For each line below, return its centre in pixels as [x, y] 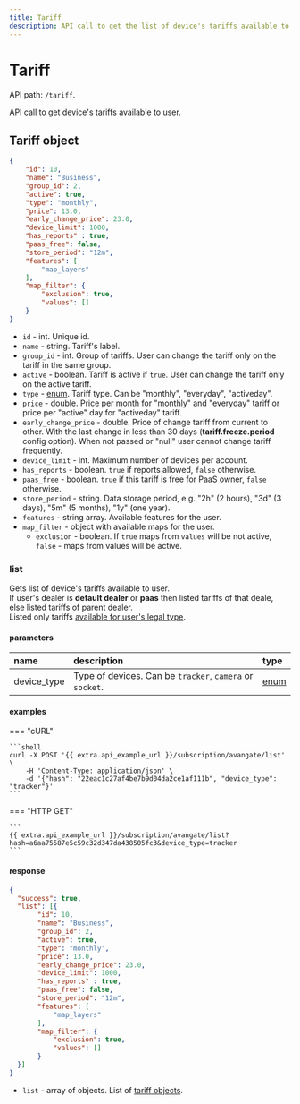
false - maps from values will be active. [109, 545]
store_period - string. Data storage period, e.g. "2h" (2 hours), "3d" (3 [152, 498]
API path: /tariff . [42, 95]
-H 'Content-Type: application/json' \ [100, 771]
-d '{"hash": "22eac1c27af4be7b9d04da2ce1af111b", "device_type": [151, 779]
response [27, 871]
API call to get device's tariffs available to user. [95, 112]
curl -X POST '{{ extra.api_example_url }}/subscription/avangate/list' [147, 756]
